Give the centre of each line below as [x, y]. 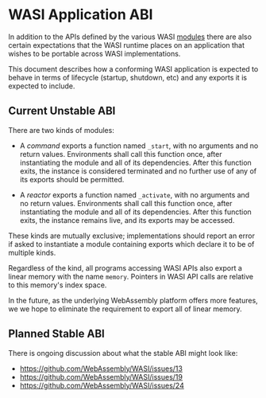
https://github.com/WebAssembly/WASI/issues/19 [101, 377]
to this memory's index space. [58, 285]
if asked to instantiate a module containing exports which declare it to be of [131, 244]
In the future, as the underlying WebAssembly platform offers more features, [133, 300]
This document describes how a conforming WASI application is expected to [133, 68]
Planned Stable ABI [56, 334]
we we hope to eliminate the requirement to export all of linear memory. [125, 309]
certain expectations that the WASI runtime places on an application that [126, 45]
